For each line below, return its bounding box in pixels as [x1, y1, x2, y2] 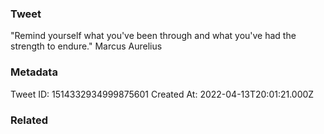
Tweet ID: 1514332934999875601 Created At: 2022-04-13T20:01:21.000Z [10, 88, 315, 100]
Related [10, 113, 49, 127]
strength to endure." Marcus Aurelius [10, 40, 163, 52]
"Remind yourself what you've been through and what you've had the [10, 30, 297, 42]
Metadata [10, 65, 58, 79]
